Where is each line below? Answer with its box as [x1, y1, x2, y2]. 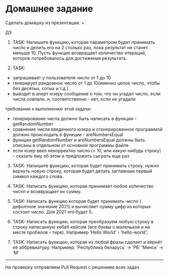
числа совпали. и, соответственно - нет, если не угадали [12, 96, 136, 102]
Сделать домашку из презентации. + [5, 20, 84, 26]
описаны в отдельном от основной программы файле [12, 142, 129, 148]
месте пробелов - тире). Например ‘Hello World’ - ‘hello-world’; [12, 229, 148, 235]
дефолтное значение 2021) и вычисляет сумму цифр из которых [12, 203, 151, 209]
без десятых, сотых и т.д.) [12, 85, 69, 91]
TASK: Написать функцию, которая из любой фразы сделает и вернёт [12, 239, 162, 245]
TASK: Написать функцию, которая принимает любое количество [12, 183, 154, 189]
